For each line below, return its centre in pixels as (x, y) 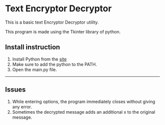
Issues (15, 90)
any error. (22, 107)
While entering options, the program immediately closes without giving (84, 101)
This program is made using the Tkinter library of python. (63, 31)
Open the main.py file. (35, 69)
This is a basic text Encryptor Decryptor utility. (52, 22)
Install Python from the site (40, 59)
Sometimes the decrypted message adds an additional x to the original (84, 112)
